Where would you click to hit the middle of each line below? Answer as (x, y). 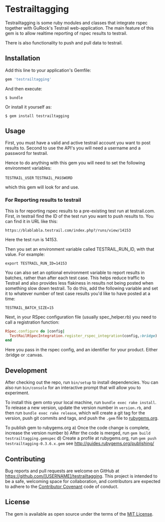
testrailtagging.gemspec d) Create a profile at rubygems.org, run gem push (81, 438)
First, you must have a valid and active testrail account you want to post (78, 143)
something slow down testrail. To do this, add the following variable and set (82, 288)
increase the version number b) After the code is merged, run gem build (78, 433)
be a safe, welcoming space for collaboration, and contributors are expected (83, 481)
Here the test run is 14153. (32, 239)
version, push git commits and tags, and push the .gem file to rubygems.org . (82, 418)
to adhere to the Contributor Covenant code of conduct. (62, 486)
